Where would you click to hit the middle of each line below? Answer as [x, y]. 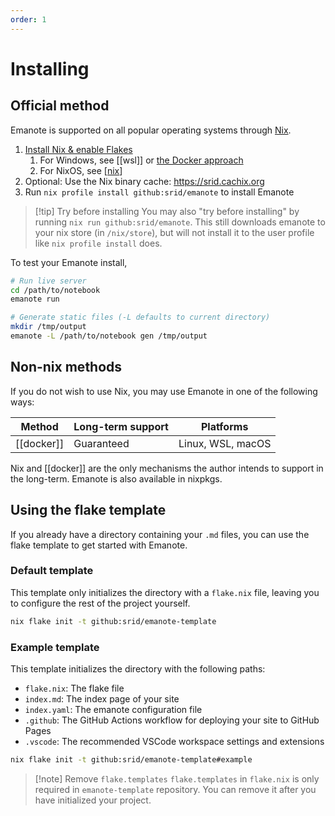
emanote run [35, 299]
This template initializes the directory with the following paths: [138, 668]
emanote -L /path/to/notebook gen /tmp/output [109, 336]
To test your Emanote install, [69, 262]
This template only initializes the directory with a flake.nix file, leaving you [165, 592]
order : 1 [28, 19]
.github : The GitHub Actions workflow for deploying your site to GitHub [172, 720]
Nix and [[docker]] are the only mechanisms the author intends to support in [167, 468]
